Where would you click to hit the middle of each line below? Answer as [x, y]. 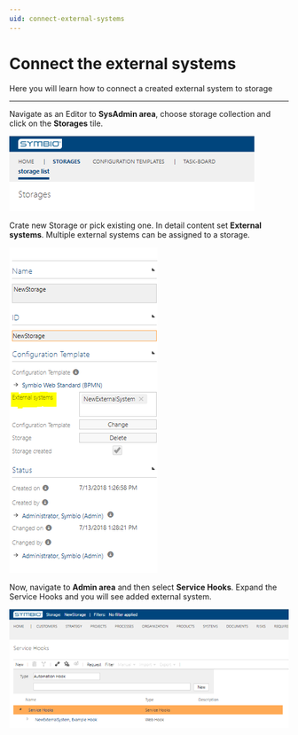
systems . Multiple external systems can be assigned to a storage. [129, 234]
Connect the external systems [123, 63]
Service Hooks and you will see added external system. [110, 596]
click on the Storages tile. [56, 123]
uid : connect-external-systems [67, 19]
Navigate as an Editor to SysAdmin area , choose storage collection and [140, 113]
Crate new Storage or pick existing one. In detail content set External [135, 225]
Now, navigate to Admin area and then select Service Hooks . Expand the [143, 587]
